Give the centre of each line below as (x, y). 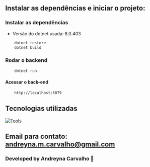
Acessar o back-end (27, 82)
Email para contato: (36, 136)
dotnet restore (30, 43)
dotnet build (28, 47)
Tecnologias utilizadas (41, 108)
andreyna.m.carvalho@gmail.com (60, 144)
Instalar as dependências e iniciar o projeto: (75, 8)
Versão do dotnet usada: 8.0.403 (47, 33)
